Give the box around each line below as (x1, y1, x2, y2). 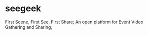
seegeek (5, 3, 41, 14)
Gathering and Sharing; (5, 24, 53, 30)
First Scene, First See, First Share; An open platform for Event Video (5, 19, 144, 25)
